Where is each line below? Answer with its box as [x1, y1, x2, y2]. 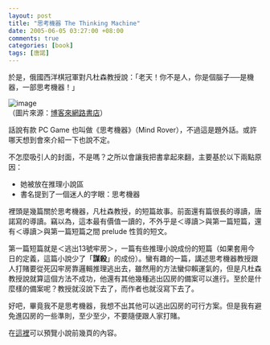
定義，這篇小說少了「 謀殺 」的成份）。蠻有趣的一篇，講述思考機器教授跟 [22, 254, 259, 263]
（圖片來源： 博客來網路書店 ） [8, 108, 107, 117]
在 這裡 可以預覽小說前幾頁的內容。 [8, 328, 121, 338]
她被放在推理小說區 [19, 179, 84, 189]
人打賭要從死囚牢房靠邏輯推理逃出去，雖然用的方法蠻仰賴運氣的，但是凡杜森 [8, 264, 262, 273]
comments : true [8, 34, 59, 43]
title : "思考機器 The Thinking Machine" [8, 19, 141, 27]
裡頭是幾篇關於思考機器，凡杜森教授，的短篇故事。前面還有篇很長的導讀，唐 [8, 207, 262, 216]
